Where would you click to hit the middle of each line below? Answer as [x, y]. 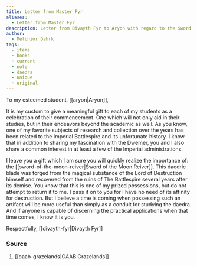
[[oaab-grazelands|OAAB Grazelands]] [62, 257]
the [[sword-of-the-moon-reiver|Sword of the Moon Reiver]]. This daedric [96, 167]
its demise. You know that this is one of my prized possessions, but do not [96, 186]
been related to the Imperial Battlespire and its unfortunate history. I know [95, 136]
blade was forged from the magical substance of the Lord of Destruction [94, 173]
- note [19, 66]
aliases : [17, 17]
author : [16, 34]
